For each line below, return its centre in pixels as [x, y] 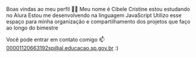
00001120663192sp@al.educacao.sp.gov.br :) [62, 48]
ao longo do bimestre [32, 28]
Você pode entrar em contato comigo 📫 [56, 39]
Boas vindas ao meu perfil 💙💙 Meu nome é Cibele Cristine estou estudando [98, 9]
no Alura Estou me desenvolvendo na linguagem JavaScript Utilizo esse [94, 15]
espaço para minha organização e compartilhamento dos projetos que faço [98, 21]
